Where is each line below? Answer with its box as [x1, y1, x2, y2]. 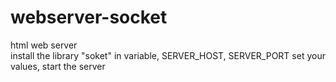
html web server [10, 39, 78, 51]
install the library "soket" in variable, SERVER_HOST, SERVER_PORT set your [10, 49, 326, 61]
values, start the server [10, 60, 106, 72]
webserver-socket [10, 6, 168, 29]
